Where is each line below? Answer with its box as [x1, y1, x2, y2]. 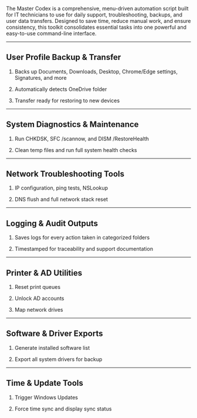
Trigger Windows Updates [14, 393, 78, 401]
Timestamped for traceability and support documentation [14, 245, 154, 252]
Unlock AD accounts [14, 295, 64, 302]
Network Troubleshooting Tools [6, 169, 125, 179]
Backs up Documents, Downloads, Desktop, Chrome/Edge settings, [14, 68, 178, 75]
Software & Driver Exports [6, 329, 103, 339]
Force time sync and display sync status [14, 405, 112, 412]
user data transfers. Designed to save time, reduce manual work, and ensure [6, 18, 192, 24]
